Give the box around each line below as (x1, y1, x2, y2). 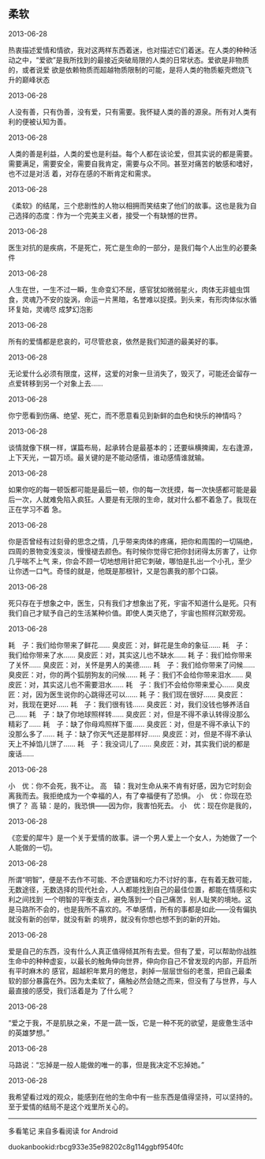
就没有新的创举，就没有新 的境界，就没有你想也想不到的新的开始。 (8, 914, 225, 924)
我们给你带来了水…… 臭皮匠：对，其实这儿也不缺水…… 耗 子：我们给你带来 (8, 650, 252, 660)
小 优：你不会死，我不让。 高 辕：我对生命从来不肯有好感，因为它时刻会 (8, 781, 252, 790)
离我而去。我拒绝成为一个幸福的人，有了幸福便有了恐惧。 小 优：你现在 (8, 791, 245, 800)
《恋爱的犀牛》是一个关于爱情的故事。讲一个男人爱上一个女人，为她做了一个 (8, 833, 257, 842)
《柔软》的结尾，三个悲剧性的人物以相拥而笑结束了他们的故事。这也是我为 (8, 201, 250, 210)
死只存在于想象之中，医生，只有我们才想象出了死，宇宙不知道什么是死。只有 (8, 598, 257, 608)
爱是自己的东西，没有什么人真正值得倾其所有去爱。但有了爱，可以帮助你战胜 (8, 946, 257, 956)
